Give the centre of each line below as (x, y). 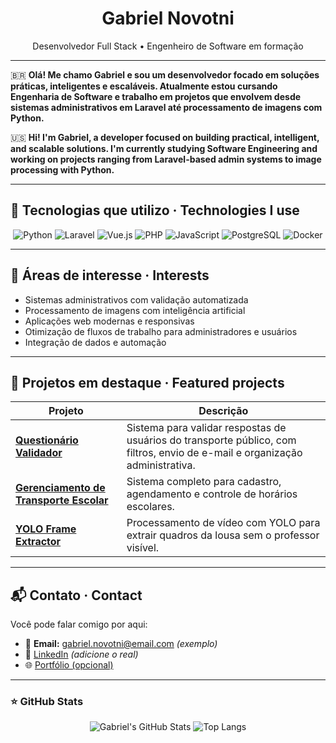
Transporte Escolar (62, 500)
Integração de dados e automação (95, 342)
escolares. (150, 507)
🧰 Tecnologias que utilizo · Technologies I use (155, 210)
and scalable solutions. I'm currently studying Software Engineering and (164, 148)
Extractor (38, 542)
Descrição (223, 411)
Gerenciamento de (60, 488)
